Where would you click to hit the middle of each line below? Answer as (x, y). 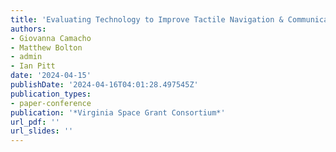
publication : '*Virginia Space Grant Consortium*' (118, 112)
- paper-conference (51, 103)
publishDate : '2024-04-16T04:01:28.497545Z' (104, 85)
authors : (28, 29)
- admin (26, 57)
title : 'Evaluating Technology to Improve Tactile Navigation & (147, 19)
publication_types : (51, 94)
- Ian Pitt (33, 66)
